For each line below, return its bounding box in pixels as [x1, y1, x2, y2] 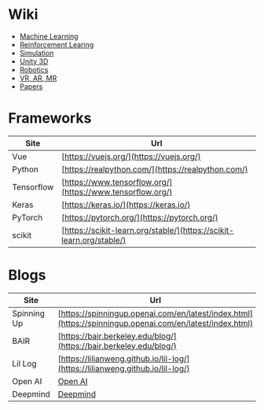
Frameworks [8, 109, 92, 127]
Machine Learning [19, 31, 79, 41]
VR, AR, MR [19, 73, 57, 83]
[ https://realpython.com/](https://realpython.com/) [61, 164, 249, 175]
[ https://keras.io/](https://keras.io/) [61, 199, 191, 210]
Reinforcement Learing [19, 39, 94, 49]
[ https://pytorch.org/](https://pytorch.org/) [61, 212, 218, 223]
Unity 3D [19, 57, 49, 66]
